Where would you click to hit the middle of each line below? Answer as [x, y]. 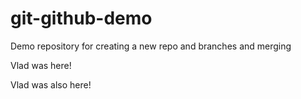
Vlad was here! [41, 65]
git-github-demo [81, 18]
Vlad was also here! [51, 84]
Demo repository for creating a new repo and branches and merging [151, 46]
